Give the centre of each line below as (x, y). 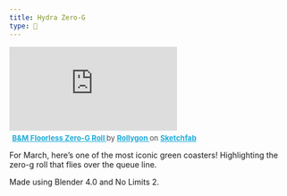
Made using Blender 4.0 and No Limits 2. (84, 182)
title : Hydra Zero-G (48, 17)
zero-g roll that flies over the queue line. (83, 164)
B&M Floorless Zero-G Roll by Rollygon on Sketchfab (104, 138)
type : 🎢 (24, 26)
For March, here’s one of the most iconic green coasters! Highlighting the (144, 155)
